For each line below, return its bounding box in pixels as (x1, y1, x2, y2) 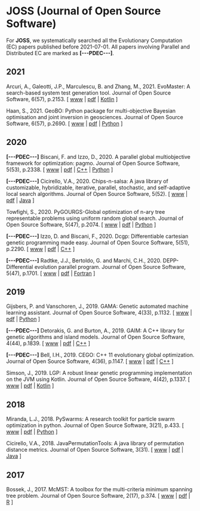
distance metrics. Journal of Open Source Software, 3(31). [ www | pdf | (6, 446, 184, 453)
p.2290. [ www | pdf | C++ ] (6, 245, 75, 252)
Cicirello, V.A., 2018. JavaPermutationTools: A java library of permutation (6, 440, 184, 447)
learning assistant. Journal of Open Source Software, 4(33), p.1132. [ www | (6, 309, 192, 316)
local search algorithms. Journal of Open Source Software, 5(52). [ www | (6, 190, 188, 197)
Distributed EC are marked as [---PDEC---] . (6, 49, 115, 56)
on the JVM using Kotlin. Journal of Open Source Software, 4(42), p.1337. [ (6, 376, 190, 383)
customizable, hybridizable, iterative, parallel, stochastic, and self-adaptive (6, 184, 190, 191)
